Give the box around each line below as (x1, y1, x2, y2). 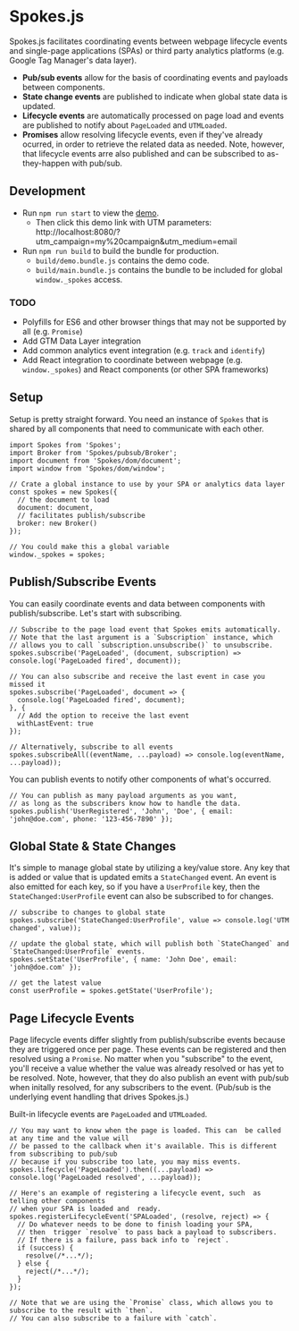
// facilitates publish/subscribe (17, 511, 145, 520)
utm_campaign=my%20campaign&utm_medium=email (35, 235, 237, 247)
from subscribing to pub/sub (9, 1149, 118, 1159)
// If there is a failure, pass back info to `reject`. (17, 1236, 229, 1245)
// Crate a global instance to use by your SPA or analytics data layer (9, 479, 286, 488)
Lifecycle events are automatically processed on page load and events (21, 110, 284, 121)
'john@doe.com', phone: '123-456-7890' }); (9, 814, 174, 824)
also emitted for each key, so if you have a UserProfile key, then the (9, 881, 261, 892)
